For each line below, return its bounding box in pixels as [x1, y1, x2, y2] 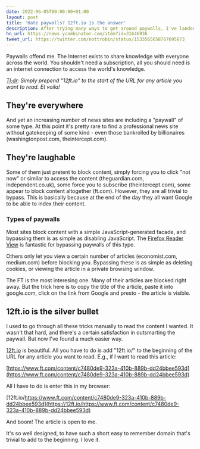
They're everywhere [6, 101, 83, 111]
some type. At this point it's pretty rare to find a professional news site [6, 123, 179, 130]
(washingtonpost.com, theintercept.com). [6, 135, 108, 142]
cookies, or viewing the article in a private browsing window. [6, 265, 155, 272]
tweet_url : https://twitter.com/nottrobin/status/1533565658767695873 [6, 36, 185, 42]
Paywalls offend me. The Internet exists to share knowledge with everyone [6, 53, 189, 60]
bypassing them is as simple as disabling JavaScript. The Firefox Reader [6, 235, 184, 242]
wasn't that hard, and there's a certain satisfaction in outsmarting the [6, 329, 176, 336]
